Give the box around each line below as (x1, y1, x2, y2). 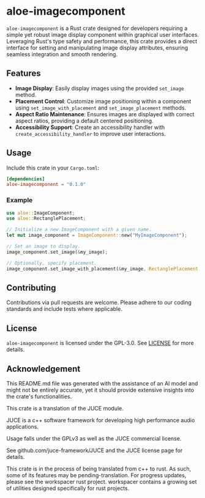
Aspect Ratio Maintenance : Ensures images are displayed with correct (15, 110, 195, 117)
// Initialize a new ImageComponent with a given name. (6, 226, 152, 233)
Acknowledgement (6, 363, 81, 374)
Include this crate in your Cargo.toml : (6, 164, 100, 171)
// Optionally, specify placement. (6, 260, 97, 266)
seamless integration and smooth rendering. (6, 50, 118, 58)
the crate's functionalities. (6, 393, 72, 400)
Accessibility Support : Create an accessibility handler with (15, 124, 165, 131)
